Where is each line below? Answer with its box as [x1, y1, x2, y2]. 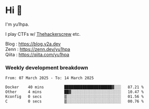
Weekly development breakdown [5, 64, 89, 71]
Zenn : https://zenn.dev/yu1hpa [5, 46, 70, 52]
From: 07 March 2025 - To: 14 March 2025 [5, 76, 94, 81]
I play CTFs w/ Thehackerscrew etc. [5, 31, 81, 37]
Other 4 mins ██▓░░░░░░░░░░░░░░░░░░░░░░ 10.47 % [5, 89, 144, 94]
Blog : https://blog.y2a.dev [5, 40, 61, 47]
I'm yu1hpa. [5, 21, 29, 27]
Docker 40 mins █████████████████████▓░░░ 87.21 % [5, 85, 144, 90]
